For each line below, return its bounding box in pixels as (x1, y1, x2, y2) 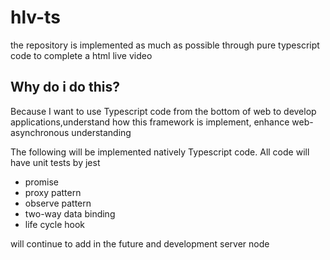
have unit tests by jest (10, 156, 101, 168)
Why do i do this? (10, 79, 120, 96)
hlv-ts (10, 6, 61, 29)
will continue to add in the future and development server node (10, 237, 270, 250)
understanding (71, 126, 132, 138)
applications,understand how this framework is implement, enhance (10, 116, 290, 128)
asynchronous (10, 126, 70, 138)
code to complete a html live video (10, 49, 153, 61)
